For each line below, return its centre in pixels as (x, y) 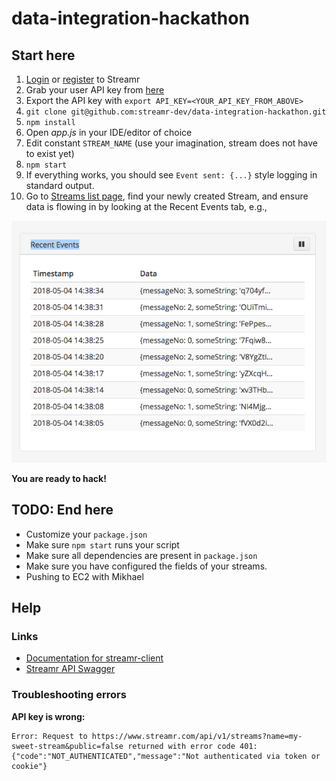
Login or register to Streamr (83, 79)
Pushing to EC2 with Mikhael (84, 576)
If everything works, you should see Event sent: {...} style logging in (171, 175)
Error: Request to (49, 736)
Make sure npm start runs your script (102, 544)
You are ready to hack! (59, 478)
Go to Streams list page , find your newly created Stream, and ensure (167, 196)
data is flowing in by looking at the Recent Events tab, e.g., (146, 206)
